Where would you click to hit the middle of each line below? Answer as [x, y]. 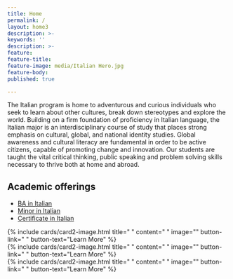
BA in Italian [35, 203]
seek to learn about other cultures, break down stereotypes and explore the [116, 112]
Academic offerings [52, 186]
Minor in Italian [39, 211]
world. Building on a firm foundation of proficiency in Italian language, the [113, 120]
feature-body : [28, 72]
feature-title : [29, 60]
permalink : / [26, 20]
